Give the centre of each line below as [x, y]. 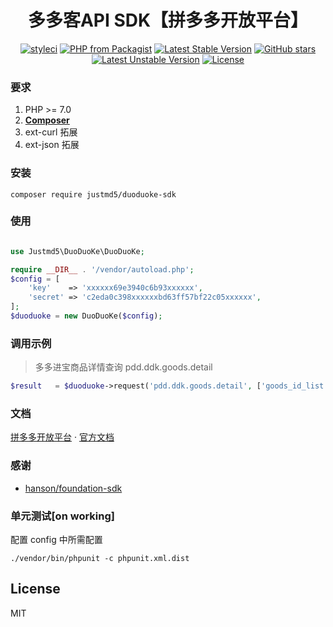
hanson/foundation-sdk [73, 488]
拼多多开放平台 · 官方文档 [62, 437]
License [35, 589]
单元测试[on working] [62, 516]
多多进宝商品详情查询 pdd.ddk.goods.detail [123, 367]
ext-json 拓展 [52, 145]
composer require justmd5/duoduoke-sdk [93, 194]
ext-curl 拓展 [51, 132]
